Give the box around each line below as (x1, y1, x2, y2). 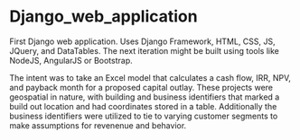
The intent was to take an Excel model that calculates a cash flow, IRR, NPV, (9, 72, 292, 83)
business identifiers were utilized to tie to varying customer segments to (9, 110, 278, 121)
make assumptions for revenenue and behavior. (9, 119, 187, 131)
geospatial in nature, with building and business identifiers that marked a (9, 92, 280, 102)
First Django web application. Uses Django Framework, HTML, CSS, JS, (9, 36, 276, 47)
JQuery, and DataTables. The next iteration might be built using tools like (9, 45, 280, 56)
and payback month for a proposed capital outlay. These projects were (9, 82, 274, 92)
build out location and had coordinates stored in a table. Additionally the (9, 101, 277, 111)
